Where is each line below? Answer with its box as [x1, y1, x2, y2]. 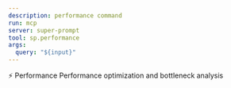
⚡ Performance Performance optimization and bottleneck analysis [8, 71, 224, 80]
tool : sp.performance [8, 33, 80, 42]
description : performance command [8, 11, 123, 20]
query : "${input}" [15, 48, 77, 56]
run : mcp [8, 19, 37, 27]
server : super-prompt [8, 26, 80, 34]
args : [8, 41, 26, 49]
